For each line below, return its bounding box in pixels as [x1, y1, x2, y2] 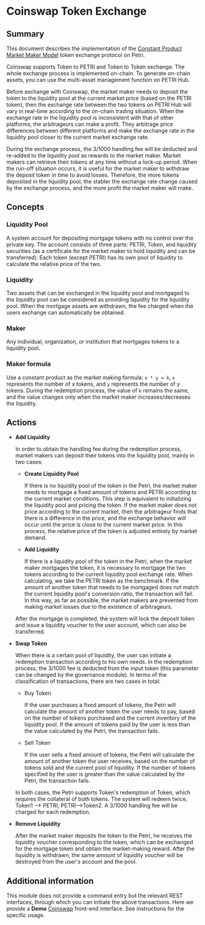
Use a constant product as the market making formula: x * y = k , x [6, 374, 176, 381]
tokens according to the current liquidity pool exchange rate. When [24, 570, 193, 578]
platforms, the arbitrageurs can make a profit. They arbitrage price [6, 120, 173, 128]
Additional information [6, 875, 94, 886]
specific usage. [6, 912, 45, 919]
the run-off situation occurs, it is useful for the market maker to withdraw [6, 165, 190, 172]
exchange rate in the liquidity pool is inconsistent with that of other [6, 114, 174, 121]
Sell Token [24, 739, 51, 746]
